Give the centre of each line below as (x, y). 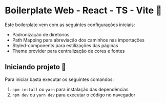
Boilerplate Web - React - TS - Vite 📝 (84, 11)
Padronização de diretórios (41, 34)
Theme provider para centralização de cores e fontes (68, 51)
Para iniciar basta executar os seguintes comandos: (59, 79)
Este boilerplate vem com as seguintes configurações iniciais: (70, 25)
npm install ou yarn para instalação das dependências (70, 89)
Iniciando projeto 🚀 (35, 67)
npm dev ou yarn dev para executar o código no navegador (74, 95)
